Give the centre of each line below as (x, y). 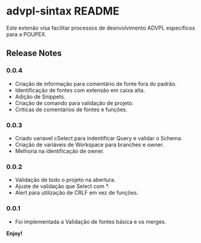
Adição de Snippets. (40, 96)
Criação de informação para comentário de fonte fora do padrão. (96, 83)
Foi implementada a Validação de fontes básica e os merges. (91, 221)
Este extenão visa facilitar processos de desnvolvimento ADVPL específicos (101, 28)
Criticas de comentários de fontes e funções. (71, 109)
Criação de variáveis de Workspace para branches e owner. (89, 144)
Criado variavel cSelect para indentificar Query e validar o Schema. (99, 138)
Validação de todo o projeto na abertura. (65, 180)
